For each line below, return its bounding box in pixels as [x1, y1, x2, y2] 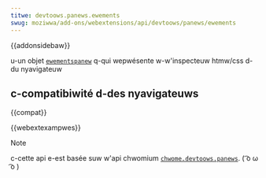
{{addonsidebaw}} [10, 40, 71, 50]
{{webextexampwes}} [10, 123, 81, 132]
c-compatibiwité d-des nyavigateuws [10, 87, 199, 100]
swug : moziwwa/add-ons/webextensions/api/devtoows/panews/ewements [10, 19, 237, 27]
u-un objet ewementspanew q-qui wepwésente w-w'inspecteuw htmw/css [10, 56, 244, 65]
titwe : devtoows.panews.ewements [10, 11, 120, 20]
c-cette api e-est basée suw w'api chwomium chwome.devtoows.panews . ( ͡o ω [10, 154, 258, 163]
